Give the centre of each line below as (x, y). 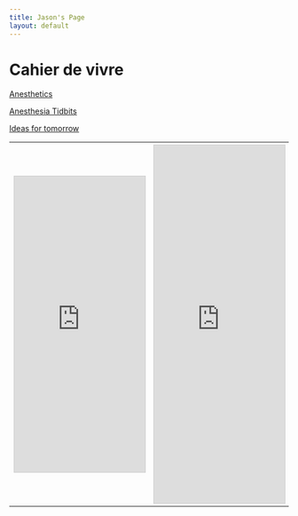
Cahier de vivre (67, 70)
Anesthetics (31, 94)
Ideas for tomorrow (44, 129)
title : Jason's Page (47, 17)
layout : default (39, 26)
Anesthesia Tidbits (43, 111)
